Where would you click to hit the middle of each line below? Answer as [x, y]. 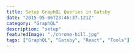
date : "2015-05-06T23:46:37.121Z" [50, 18]
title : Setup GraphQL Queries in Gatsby [59, 12]
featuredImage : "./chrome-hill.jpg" [53, 35]
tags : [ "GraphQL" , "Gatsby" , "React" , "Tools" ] [68, 40]
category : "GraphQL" [33, 23]
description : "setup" [34, 29]
